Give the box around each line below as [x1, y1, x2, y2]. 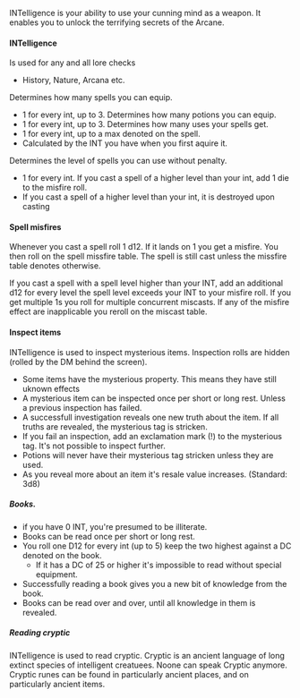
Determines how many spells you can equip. [9, 92, 173, 103]
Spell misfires [9, 221, 62, 232]
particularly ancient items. [9, 678, 106, 689]
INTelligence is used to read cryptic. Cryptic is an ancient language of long [9, 650, 285, 660]
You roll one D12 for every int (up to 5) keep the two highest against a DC [21, 541, 292, 551]
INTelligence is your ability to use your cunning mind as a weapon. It [9, 8, 261, 18]
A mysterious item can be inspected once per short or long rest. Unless [21, 393, 287, 404]
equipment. [35, 568, 78, 580]
